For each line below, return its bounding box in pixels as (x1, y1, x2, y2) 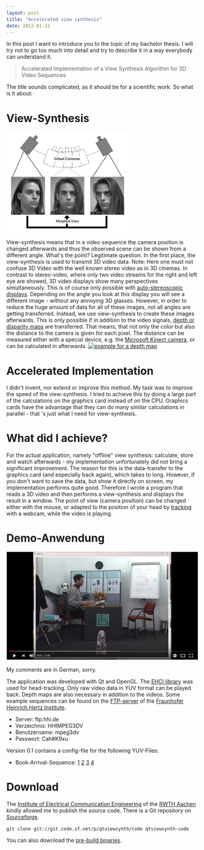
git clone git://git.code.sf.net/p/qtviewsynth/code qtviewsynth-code (6, 826, 189, 832)
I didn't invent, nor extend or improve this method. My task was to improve (6, 384, 193, 391)
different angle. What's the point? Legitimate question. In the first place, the (6, 252, 196, 259)
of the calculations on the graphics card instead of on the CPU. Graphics (6, 397, 189, 404)
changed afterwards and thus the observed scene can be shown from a (6, 245, 186, 253)
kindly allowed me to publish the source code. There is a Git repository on (6, 807, 192, 814)
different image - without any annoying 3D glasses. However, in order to (6, 297, 187, 305)
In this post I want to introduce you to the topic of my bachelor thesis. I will (6, 40, 194, 48)
